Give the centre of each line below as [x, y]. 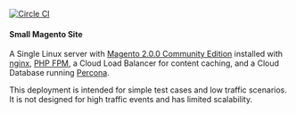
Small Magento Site [46, 34]
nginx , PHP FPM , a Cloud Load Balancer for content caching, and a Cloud [144, 63]
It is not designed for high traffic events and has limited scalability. [131, 100]
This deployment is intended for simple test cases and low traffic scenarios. [148, 90]
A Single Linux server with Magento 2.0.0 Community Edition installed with [146, 54]
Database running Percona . [59, 73]
